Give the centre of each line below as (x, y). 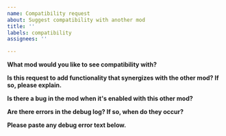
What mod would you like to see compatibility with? (82, 65)
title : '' (21, 26)
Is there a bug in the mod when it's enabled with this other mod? (100, 99)
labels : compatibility (39, 33)
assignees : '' (27, 39)
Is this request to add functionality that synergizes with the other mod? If (113, 78)
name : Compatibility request (49, 13)
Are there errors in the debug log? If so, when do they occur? (95, 112)
